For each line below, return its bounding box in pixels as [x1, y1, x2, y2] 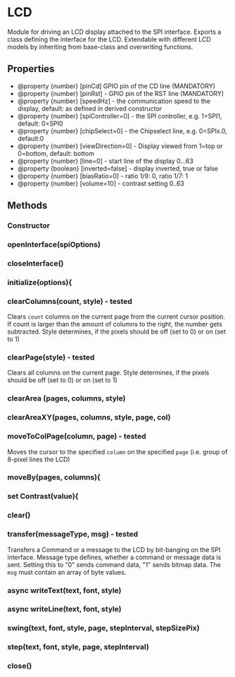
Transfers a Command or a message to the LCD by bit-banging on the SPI [7, 545, 221, 554]
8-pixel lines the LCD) [7, 455, 70, 463]
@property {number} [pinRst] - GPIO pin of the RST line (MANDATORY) [17, 89, 224, 97]
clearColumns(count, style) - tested [7, 296, 132, 306]
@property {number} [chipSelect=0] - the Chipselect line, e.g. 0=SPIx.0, [17, 126, 227, 135]
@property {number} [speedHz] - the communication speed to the [17, 97, 211, 105]
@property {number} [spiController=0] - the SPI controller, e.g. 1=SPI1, [17, 111, 222, 120]
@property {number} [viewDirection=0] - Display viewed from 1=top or [17, 142, 223, 150]
